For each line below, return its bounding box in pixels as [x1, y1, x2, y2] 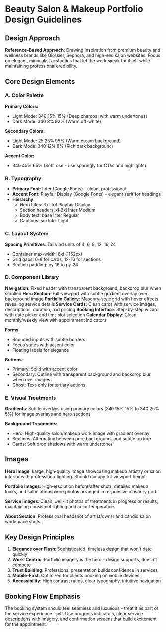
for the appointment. [5, 621, 47, 627]
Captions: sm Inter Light [19, 217, 69, 223]
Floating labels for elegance [12, 347, 69, 353]
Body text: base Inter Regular [19, 212, 79, 218]
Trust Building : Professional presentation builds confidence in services [12, 567, 158, 573]
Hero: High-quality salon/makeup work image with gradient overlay [12, 430, 150, 436]
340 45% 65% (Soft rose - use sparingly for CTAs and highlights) [12, 162, 146, 168]
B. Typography [5, 175, 42, 181]
